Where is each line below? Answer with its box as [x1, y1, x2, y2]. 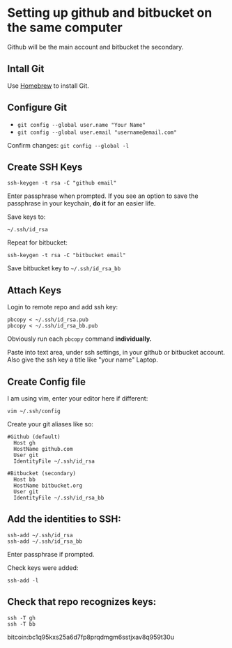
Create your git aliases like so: [7, 420, 94, 428]
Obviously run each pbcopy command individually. [7, 334, 152, 343]
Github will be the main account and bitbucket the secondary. [7, 43, 184, 51]
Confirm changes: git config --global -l [7, 141, 130, 149]
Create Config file [7, 376, 86, 387]
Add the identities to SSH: [7, 514, 122, 525]
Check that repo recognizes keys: [7, 596, 157, 608]
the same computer [7, 20, 123, 36]
